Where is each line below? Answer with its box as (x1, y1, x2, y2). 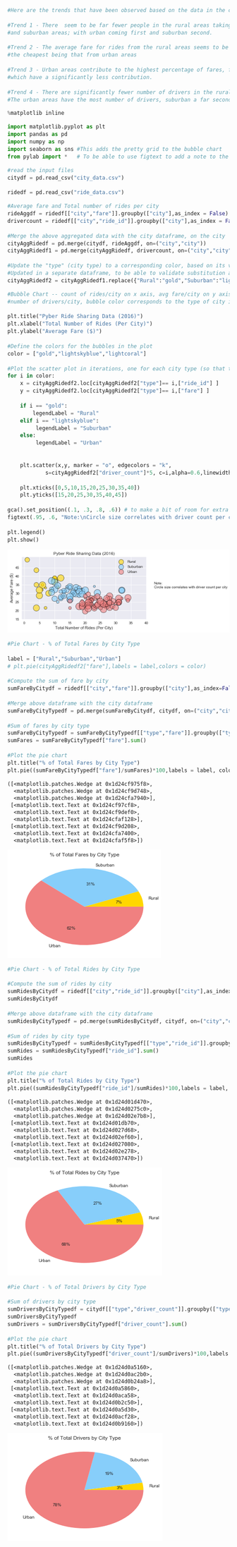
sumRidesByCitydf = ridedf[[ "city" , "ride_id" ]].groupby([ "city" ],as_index (7, 988, 232, 995)
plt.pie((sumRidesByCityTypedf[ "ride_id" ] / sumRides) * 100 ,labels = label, (7, 1084, 229, 1092)
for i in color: (7, 372, 55, 380)
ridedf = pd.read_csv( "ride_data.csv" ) (7, 189, 125, 196)
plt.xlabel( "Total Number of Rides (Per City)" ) (7, 320, 153, 327)
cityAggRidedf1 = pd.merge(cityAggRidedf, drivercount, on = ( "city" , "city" (7, 247, 232, 255)
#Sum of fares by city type (7, 722, 90, 729)
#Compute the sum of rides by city (7, 981, 112, 988)
